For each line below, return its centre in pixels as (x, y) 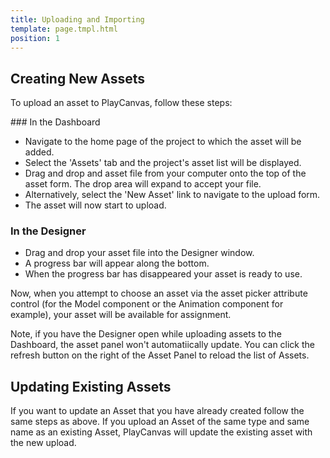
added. (39, 152)
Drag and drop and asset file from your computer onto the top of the (165, 173)
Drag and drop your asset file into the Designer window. (139, 253)
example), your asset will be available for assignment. (121, 315)
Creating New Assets (78, 78)
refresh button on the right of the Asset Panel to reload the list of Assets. (160, 355)
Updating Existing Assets (91, 386)
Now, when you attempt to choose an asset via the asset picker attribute (159, 293)
